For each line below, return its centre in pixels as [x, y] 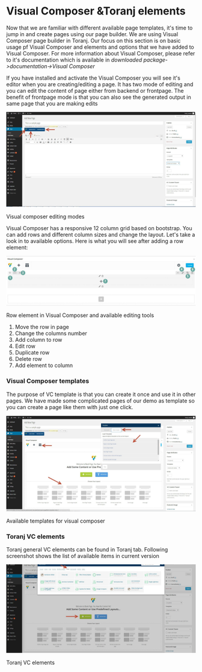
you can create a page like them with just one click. [70, 407]
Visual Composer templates [48, 381]
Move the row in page [42, 327]
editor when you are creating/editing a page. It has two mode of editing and [100, 84]
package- [156, 60]
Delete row [28, 359]
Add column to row [38, 340]
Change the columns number [51, 333]
